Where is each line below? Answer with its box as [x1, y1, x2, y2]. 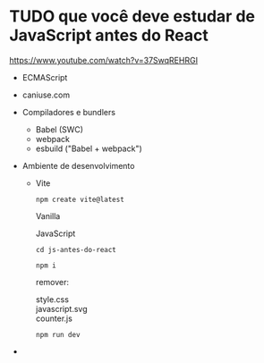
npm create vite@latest [35, 195, 125, 204]
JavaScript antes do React [9, 25, 209, 46]
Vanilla [35, 210, 61, 221]
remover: [35, 276, 70, 287]
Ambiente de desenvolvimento [21, 160, 135, 171]
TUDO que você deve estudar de [9, 6, 255, 27]
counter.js [35, 313, 73, 324]
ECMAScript [21, 72, 68, 82]
